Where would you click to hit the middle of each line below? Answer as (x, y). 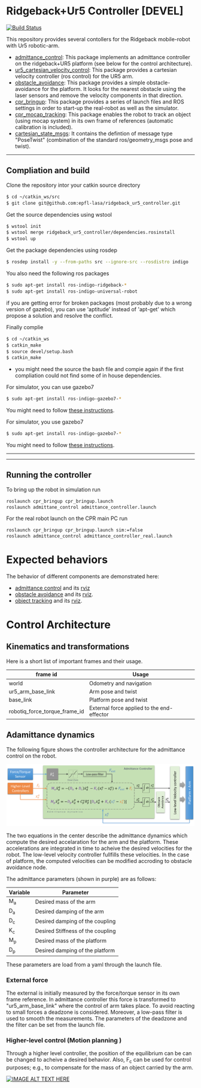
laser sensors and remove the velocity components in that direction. (99, 95)
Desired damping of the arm (69, 911)
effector (99, 715)
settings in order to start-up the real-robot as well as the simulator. (97, 108)
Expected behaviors (57, 560)
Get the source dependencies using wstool (59, 214)
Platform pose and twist (118, 700)
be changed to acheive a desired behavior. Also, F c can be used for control (99, 1060)
